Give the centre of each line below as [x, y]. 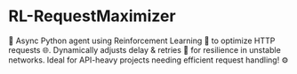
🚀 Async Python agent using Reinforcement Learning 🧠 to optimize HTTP [142, 41]
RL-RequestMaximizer [92, 16]
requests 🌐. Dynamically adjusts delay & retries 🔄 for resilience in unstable [144, 49]
